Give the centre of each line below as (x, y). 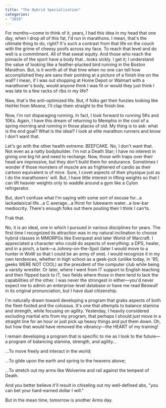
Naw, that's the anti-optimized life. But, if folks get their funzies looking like (82, 101)
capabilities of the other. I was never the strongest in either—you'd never (80, 280)
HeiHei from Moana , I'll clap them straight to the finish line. (65, 106)
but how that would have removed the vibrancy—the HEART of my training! (82, 327)
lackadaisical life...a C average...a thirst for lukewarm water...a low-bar (77, 203)
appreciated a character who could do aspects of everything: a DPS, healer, (83, 243)
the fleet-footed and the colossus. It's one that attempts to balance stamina (82, 306)
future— (152, 336)
